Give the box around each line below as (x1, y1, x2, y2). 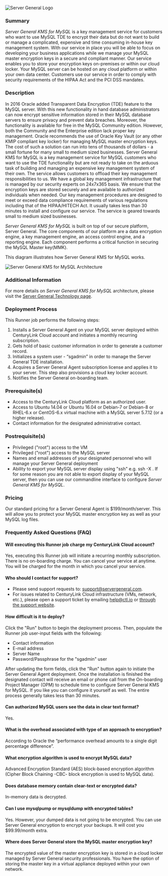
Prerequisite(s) (5, 387, 43, 394)
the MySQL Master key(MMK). (5, 244, 68, 250)
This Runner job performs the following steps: (5, 317, 100, 323)
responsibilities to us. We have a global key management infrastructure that (5, 176, 161, 182)
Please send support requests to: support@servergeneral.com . (12, 586, 143, 592)
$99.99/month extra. (5, 827, 48, 833)
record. (12, 348, 28, 354)
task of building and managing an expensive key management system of (5, 165, 155, 171)
